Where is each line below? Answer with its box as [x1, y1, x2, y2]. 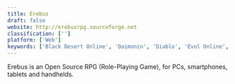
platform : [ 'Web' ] [7, 37, 61, 44]
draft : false [7, 17, 46, 24]
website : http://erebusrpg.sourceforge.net [7, 23, 138, 30]
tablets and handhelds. [7, 70, 74, 78]
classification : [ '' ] [7, 30, 71, 37]
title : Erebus [7, 10, 49, 18]
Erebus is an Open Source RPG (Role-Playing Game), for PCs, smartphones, [7, 63, 228, 71]
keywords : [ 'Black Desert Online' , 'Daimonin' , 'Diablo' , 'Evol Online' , [7, 43, 229, 50]
